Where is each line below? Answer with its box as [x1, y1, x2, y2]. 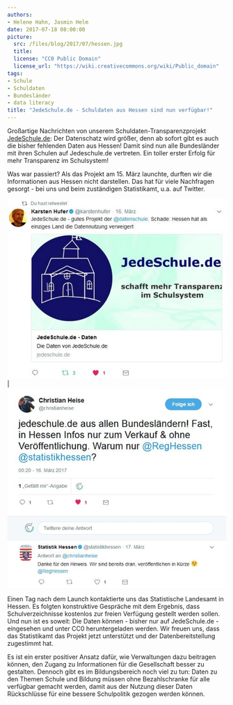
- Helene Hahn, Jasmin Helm [7, 18, 89, 26]
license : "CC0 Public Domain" [13, 56, 101, 63]
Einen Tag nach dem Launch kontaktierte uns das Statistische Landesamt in [7, 595, 224, 603]
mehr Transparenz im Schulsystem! [7, 157, 109, 164]
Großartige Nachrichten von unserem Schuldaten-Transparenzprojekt [7, 127, 207, 135]
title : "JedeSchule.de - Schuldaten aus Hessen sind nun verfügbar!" [7, 107, 214, 114]
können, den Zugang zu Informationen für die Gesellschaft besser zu [7, 660, 205, 669]
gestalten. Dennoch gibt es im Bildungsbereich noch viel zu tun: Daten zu [7, 667, 218, 676]
